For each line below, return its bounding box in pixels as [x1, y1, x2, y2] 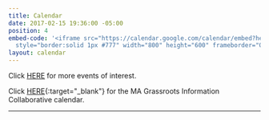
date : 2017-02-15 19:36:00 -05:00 [8, 19, 124, 27]
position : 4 [8, 26, 48, 34]
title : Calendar [8, 11, 62, 20]
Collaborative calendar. [8, 95, 85, 104]
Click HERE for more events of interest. [8, 71, 137, 80]
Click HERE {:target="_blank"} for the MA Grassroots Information [8, 86, 220, 96]
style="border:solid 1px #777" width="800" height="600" [15, 42, 210, 50]
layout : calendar [8, 49, 66, 57]
